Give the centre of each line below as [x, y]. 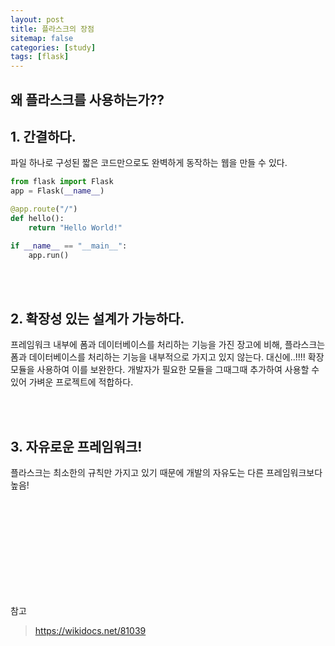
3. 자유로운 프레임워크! [76, 446]
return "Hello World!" [75, 227]
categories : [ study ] [53, 47]
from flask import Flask [62, 182]
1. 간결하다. [43, 136]
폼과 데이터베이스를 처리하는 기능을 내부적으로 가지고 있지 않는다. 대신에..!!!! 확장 [167, 357]
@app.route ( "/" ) [44, 209]
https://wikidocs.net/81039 [90, 631]
